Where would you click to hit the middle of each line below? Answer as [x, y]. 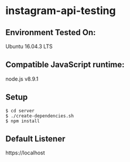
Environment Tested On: [51, 32]
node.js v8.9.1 [22, 79]
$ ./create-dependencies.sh [40, 116]
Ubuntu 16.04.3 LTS [29, 46]
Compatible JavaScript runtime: [65, 65]
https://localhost [25, 153]
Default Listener [35, 139]
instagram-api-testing [61, 11]
